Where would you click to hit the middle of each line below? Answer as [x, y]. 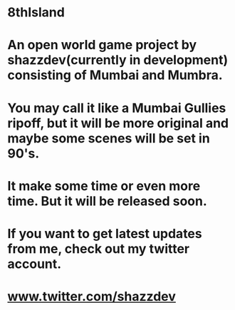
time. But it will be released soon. [108, 201]
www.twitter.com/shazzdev [92, 297]
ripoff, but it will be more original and [118, 123]
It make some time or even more [104, 186]
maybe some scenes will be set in [109, 138]
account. [35, 264]
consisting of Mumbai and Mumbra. [115, 75]
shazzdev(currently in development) [118, 60]
